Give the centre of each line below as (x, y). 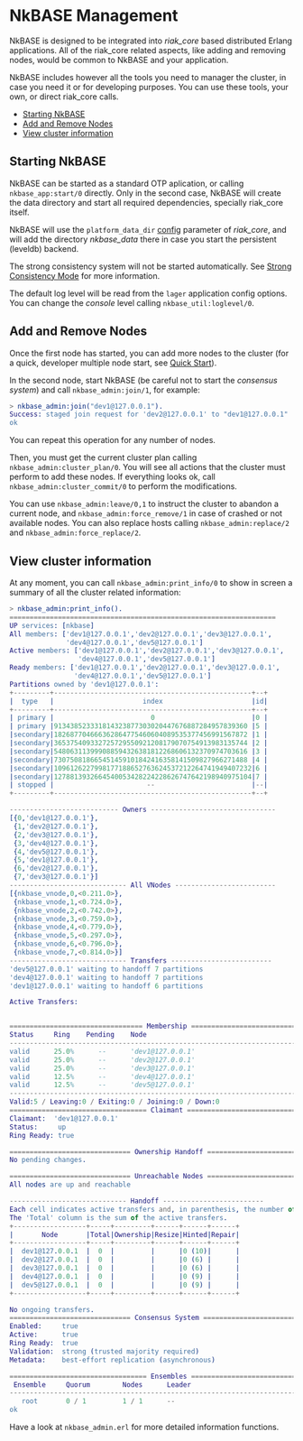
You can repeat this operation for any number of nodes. (113, 440)
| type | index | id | (139, 701)
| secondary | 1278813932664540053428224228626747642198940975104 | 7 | (139, 777)
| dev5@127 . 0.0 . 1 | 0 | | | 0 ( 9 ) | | (125, 1285)
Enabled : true (44, 1326)
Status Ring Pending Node (78, 1035)
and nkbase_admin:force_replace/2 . (75, 532)
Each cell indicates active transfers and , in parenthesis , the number (147, 1209)
